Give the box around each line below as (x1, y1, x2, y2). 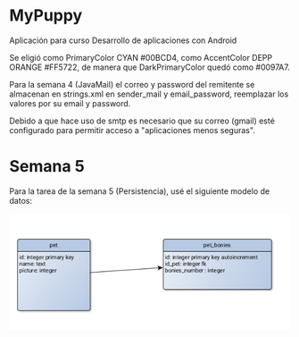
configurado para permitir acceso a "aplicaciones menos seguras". (9, 124, 256, 135)
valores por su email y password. (9, 97, 131, 108)
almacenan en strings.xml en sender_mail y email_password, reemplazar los (9, 88, 289, 99)
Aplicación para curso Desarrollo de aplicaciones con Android (9, 35, 237, 46)
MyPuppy (9, 5, 83, 26)
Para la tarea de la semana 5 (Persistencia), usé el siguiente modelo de (9, 185, 270, 197)
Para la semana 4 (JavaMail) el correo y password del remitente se (9, 79, 255, 89)
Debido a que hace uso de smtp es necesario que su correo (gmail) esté (9, 115, 275, 126)
